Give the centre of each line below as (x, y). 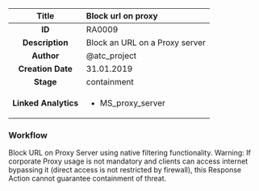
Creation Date (45, 69)
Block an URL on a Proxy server (146, 42)
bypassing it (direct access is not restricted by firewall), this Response (125, 170)
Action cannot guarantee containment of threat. (88, 179)
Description (45, 42)
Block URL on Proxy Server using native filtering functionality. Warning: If (130, 153)
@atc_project (111, 56)
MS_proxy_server (132, 103)
